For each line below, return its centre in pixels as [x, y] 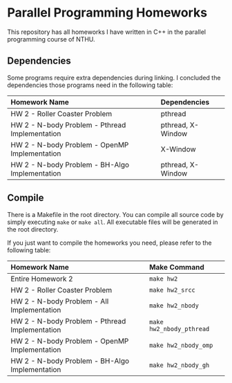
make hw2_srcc [172, 290]
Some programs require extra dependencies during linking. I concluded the [114, 77]
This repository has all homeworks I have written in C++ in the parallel [106, 32]
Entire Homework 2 [42, 279]
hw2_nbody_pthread [180, 329]
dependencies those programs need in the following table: [90, 85]
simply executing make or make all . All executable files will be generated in [113, 222]
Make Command [177, 267]
